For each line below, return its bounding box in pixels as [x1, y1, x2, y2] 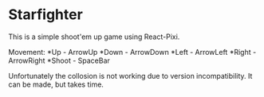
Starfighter [8, 6, 84, 24]
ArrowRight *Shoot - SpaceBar [8, 56, 110, 65]
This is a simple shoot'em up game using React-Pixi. [8, 32, 180, 41]
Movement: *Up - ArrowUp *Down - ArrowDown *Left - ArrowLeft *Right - [8, 47, 257, 56]
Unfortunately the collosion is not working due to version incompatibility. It [8, 71, 253, 80]
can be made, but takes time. [8, 80, 104, 89]
